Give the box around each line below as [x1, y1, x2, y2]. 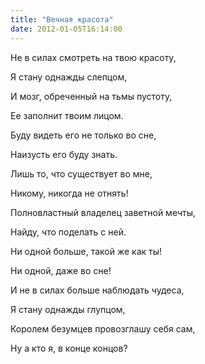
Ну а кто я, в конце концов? [10, 342, 128, 354]
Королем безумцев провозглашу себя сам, [10, 322, 196, 335]
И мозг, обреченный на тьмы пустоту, [10, 90, 173, 102]
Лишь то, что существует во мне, [10, 167, 153, 180]
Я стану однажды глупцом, [10, 303, 126, 315]
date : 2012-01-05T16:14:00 [10, 24, 123, 34]
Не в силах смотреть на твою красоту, [10, 51, 177, 63]
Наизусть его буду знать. [10, 148, 118, 160]
